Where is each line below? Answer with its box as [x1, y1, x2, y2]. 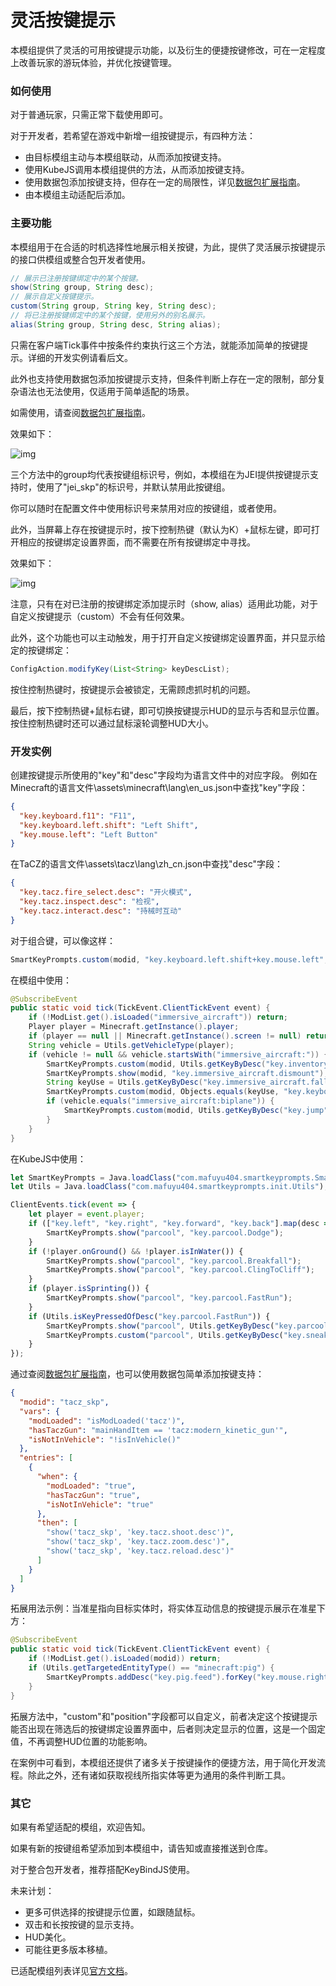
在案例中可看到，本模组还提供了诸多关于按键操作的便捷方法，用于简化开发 [10, 1756, 317, 1768]
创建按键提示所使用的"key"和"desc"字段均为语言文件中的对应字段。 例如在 [10, 769, 318, 781]
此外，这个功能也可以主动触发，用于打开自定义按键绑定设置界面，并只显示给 [10, 631, 326, 643]
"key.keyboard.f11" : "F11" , [19, 811, 137, 821]
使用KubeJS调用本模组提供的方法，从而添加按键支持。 [24, 164, 250, 176]
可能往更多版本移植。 [24, 1943, 113, 1955]
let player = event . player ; [28, 1209, 145, 1220]
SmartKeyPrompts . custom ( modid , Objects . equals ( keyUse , [46, 1087, 280, 1097]
